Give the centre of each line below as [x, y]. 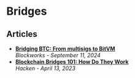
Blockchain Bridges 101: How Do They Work [72, 62]
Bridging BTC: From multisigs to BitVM [65, 49]
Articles [22, 34]
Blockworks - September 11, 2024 [58, 55]
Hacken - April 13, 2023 [45, 68]
